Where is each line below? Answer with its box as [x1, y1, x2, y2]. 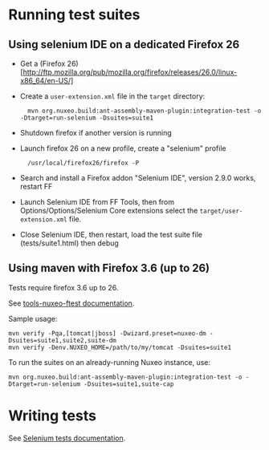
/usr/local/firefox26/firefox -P [27, 159, 140, 167]
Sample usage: [8, 314, 58, 323]
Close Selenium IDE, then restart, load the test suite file [19, 230, 203, 239]
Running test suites [8, 6, 141, 24]
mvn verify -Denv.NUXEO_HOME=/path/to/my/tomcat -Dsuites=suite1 [8, 343, 231, 351]
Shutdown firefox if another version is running [19, 128, 173, 137]
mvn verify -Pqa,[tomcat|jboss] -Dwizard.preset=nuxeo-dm [8, 329, 206, 338]
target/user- [199, 207, 243, 215]
